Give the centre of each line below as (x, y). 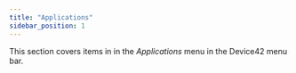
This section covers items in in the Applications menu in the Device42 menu (148, 51)
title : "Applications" (51, 17)
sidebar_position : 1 (48, 26)
